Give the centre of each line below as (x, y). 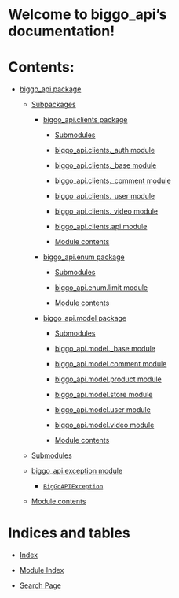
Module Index (42, 570)
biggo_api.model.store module (104, 395)
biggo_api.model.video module (104, 425)
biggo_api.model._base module (105, 349)
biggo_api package (50, 89)
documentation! (62, 31)
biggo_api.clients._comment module (113, 181)
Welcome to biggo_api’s (88, 15)
